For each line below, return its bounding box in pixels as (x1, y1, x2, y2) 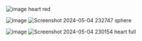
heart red (28, 6, 51, 12)
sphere (114, 17, 132, 23)
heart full (114, 28, 136, 35)
